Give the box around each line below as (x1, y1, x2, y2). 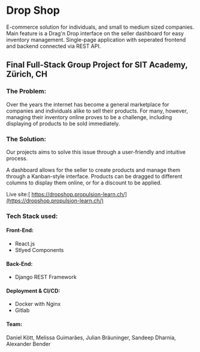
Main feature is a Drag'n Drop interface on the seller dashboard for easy (6, 29, 184, 37)
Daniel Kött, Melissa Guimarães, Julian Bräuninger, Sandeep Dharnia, (6, 333, 177, 341)
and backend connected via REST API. (6, 43, 101, 50)
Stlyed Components (14, 247, 64, 254)
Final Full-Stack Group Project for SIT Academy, (6, 60, 188, 70)
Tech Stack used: (6, 212, 58, 220)
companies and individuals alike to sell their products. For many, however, (6, 107, 189, 114)
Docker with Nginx (14, 301, 61, 308)
